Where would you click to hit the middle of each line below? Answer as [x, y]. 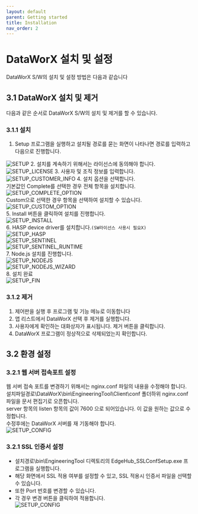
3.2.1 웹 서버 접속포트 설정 [41, 372]
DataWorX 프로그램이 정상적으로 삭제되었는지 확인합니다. [81, 333]
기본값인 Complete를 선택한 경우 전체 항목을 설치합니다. [71, 186]
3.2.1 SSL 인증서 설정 [35, 447]
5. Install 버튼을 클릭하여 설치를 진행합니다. [56, 214]
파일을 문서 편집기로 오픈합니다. [43, 401]
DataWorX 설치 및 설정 [60, 59]
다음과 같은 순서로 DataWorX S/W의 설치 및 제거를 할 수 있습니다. [82, 113]
